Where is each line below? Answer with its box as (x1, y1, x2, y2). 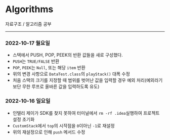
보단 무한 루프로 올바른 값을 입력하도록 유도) (12, 83, 100, 89)
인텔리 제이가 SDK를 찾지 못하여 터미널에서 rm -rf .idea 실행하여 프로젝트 (12, 110, 160, 116)
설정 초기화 (12, 116, 35, 122)
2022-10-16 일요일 (5, 98, 51, 105)
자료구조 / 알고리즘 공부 (5, 21, 52, 27)
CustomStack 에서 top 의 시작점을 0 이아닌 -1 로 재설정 (12, 122, 115, 128)
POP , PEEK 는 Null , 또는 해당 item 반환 (12, 65, 86, 71)
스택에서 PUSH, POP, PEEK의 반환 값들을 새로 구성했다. (12, 52, 123, 58)
